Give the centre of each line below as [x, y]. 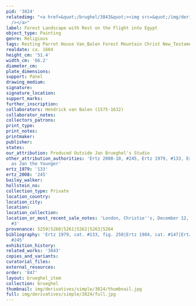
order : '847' [22, 273]
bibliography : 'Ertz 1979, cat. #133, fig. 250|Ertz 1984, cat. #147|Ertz [99, 235]
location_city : [24, 202]
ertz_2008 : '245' [27, 175]
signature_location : [31, 93]
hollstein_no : [23, 185]
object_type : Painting [34, 33]
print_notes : [22, 131]
